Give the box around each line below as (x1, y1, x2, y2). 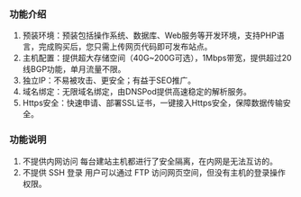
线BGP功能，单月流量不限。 (22, 64, 126, 75)
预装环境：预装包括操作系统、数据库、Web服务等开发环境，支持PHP (22, 30, 277, 41)
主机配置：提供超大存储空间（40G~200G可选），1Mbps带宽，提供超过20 (22, 52, 292, 64)
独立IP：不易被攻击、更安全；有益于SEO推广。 (22, 75, 196, 86)
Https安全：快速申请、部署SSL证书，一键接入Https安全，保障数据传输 (22, 97, 284, 109)
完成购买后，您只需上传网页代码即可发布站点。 (38, 41, 213, 52)
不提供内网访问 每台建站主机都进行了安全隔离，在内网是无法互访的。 (22, 156, 278, 166)
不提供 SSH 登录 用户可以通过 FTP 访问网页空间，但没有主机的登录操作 (22, 166, 287, 177)
